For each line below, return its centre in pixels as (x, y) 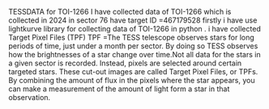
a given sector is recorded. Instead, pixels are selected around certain (125, 63)
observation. (30, 97)
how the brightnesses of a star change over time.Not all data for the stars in (134, 55)
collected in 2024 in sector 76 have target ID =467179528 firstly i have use (133, 20)
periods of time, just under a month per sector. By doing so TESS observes (133, 46)
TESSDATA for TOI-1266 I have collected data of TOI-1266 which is (120, 12)
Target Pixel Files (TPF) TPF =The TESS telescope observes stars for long (132, 37)
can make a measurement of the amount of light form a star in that (119, 89)
